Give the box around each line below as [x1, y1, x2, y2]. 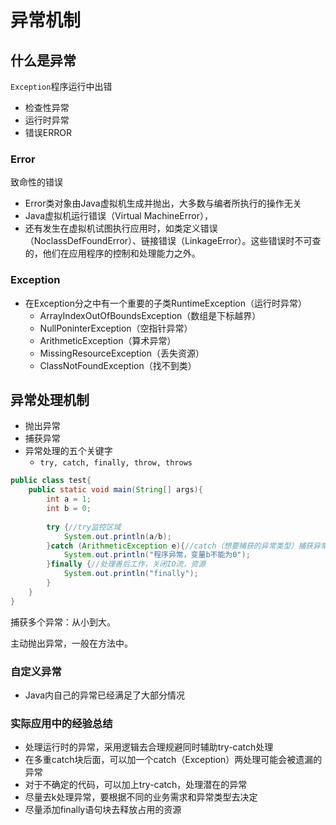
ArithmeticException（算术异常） [39, 334, 177, 346]
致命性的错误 [10, 176, 63, 188]
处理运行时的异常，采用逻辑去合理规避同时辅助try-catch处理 [24, 741, 274, 753]
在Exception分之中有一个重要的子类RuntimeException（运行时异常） [24, 297, 307, 309]
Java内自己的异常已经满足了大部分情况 [24, 689, 186, 701]
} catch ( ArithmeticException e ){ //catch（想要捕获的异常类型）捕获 [46, 541, 313, 551]
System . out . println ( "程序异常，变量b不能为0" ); [63, 550, 251, 560]
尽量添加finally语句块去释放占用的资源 [24, 804, 182, 816]
